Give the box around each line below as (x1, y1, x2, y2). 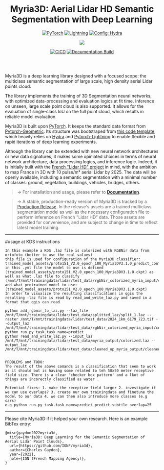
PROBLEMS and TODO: (5, 359, 45, 365)
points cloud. (5, 83, 32, 89)
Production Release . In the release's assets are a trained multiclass (17, 203, 152, 209)
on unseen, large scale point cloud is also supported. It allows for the (5, 103, 144, 109)
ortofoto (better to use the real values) (5, 252, 93, 257)
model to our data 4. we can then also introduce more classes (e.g (5, 394, 147, 399)
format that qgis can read (5, 299, 60, 304)
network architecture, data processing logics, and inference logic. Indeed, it (5, 158, 158, 165)
